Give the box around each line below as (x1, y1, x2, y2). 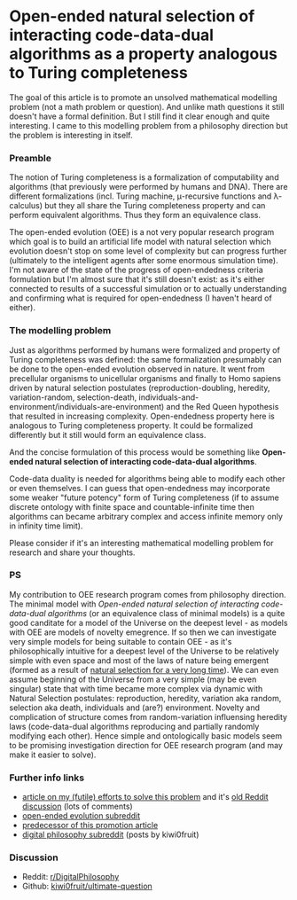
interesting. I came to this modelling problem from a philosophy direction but (9, 120, 288, 130)
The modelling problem (9, 325, 112, 337)
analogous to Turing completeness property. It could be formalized (9, 419, 254, 431)
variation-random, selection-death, (9, 392, 137, 403)
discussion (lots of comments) (21, 801, 133, 812)
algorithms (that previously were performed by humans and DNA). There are (9, 182, 288, 192)
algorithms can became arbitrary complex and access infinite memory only (9, 511, 284, 521)
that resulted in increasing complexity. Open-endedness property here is (9, 411, 275, 421)
